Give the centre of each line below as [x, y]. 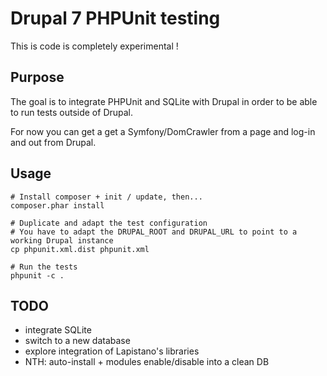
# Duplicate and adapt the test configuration [109, 223]
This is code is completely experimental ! [94, 46]
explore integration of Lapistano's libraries [112, 351]
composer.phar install [57, 205]
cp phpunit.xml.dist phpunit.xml [80, 249]
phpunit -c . [37, 275]
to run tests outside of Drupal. [72, 112]
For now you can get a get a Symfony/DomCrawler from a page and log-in [163, 131]
